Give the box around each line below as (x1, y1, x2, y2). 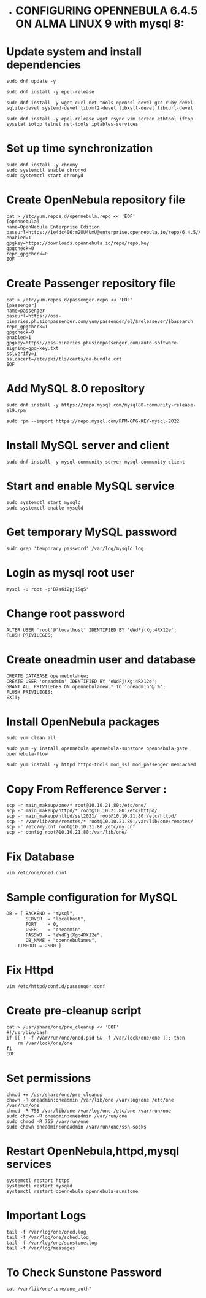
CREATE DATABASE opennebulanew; (6, 673, 89, 679)
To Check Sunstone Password (6, 1265, 162, 1280)
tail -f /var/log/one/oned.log (6, 1229, 86, 1235)
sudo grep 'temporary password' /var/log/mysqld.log (6, 545, 144, 551)
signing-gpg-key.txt (6, 345, 59, 351)
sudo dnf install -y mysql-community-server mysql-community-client (6, 459, 185, 465)
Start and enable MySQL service (6, 480, 175, 493)
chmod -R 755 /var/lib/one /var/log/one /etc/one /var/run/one (6, 1108, 172, 1114)
